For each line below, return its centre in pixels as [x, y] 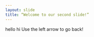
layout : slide [20, 10]
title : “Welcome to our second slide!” [47, 15]
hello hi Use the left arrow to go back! [44, 29]
